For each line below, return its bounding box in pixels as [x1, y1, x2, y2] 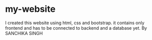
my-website [5, 3, 56, 15]
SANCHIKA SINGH [5, 30, 43, 36]
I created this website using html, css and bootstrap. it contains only [5, 20, 145, 26]
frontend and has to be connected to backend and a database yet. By [5, 25, 148, 31]
